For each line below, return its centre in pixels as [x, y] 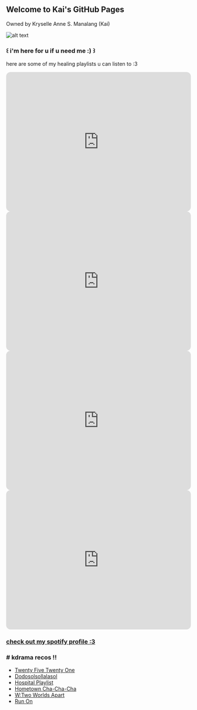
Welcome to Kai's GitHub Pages [65, 10]
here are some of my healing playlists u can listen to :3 [72, 64]
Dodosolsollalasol [36, 677]
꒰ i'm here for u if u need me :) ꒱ [51, 50]
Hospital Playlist [34, 682]
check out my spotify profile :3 [51, 642]
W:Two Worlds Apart [40, 695]
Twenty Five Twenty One [45, 670]
